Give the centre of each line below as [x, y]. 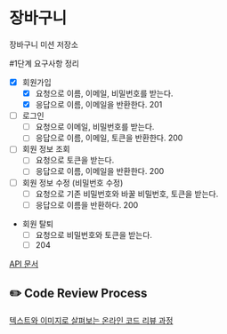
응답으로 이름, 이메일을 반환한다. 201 [99, 105]
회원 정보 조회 [46, 149]
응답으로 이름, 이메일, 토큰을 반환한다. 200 [109, 138]
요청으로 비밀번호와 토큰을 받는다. [94, 235]
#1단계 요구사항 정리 [45, 63]
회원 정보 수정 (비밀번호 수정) [73, 182]
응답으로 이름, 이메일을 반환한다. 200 [100, 171]
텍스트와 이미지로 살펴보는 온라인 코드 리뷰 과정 [91, 320]
